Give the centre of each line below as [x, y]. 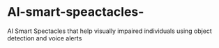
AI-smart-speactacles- [76, 12]
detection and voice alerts [45, 38]
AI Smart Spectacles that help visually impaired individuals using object [110, 31]
